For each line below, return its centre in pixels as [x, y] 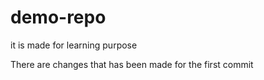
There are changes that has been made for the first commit [132, 64]
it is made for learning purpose [74, 45]
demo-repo [58, 17]
